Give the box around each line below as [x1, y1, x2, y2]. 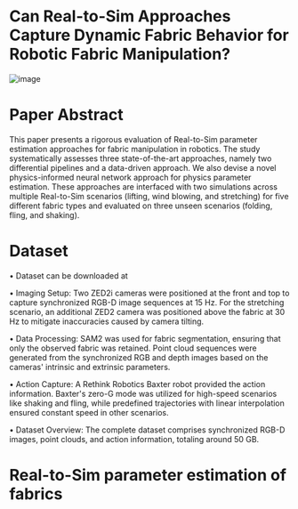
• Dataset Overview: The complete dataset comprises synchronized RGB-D [9, 424, 286, 435]
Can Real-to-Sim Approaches [9, 6, 231, 27]
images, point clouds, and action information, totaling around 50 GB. [9, 433, 260, 444]
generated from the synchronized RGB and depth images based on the [9, 351, 269, 362]
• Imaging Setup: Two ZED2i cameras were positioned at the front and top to [9, 287, 290, 298]
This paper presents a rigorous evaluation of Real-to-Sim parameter [9, 133, 258, 144]
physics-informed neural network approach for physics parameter [9, 172, 252, 182]
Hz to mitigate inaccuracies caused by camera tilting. [9, 316, 205, 327]
